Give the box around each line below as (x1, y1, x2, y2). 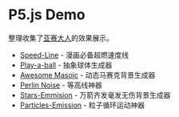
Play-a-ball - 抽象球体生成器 (19, 60, 113, 70)
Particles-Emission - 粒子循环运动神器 (19, 100, 145, 110)
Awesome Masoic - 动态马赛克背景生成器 (19, 70, 156, 79)
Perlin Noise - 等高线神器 (19, 80, 102, 90)
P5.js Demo (8, 6, 86, 24)
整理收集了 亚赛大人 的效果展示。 (8, 33, 113, 42)
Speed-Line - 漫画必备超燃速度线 (19, 50, 129, 59)
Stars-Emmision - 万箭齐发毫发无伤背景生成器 (19, 90, 171, 99)
